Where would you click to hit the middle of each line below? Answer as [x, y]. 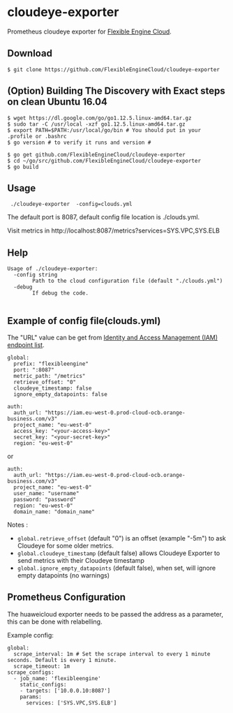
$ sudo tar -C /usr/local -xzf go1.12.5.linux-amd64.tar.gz [97, 124]
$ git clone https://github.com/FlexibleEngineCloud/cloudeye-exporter [113, 69]
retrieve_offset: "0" [45, 382]
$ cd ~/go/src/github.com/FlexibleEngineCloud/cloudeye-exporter [104, 161]
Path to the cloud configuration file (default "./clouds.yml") [128, 281]
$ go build [23, 167]
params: [31, 697]
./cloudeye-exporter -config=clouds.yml [71, 204]
